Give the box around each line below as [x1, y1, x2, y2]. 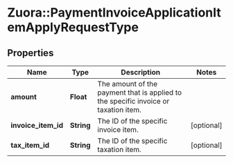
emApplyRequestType [7, 19, 139, 35]
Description [121, 68, 161, 77]
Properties [7, 47, 54, 59]
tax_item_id [10, 140, 50, 150]
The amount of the [97, 79, 158, 88]
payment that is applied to [97, 88, 182, 97]
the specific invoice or [97, 97, 170, 106]
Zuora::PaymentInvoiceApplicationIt [7, 5, 222, 21]
